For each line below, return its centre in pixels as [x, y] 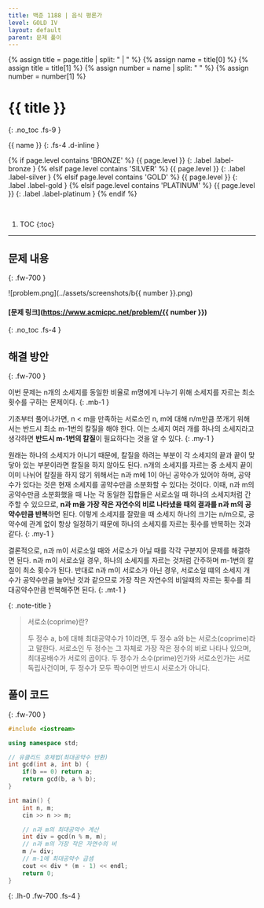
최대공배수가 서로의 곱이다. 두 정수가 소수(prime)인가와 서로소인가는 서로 [139, 658]
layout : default [35, 30]
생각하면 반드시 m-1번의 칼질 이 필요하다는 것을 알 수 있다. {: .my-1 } [111, 439]
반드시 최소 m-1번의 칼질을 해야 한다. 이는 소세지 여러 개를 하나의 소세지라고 [138, 428]
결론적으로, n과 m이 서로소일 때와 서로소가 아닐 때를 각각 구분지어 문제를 [119, 550]
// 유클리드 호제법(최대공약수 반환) [58, 757]
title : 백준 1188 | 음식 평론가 [55, 15]
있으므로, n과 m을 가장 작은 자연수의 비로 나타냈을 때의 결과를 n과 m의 [137, 505]
